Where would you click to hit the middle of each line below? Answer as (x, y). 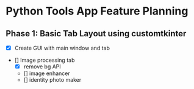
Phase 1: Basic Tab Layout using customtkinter (96, 34)
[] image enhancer (47, 73)
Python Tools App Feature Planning (97, 11)
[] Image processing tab (45, 60)
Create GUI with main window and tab (62, 48)
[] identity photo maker (52, 80)
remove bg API (42, 67)
